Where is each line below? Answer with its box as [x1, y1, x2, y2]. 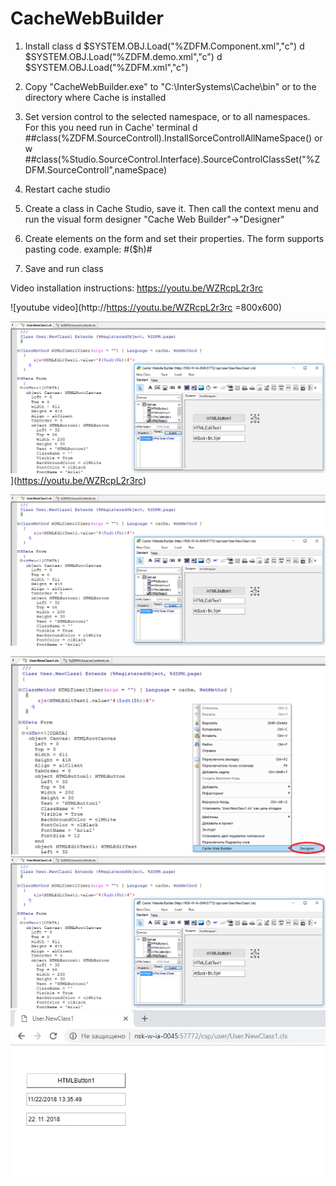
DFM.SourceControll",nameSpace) [24, 163, 168, 176]
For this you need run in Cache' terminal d [24, 121, 198, 133]
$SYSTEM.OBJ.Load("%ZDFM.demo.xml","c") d [24, 50, 223, 62]
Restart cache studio [24, 183, 111, 195]
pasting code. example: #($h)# [24, 243, 153, 255]
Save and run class [24, 262, 104, 274]
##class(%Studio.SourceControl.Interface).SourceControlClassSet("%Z [24, 153, 321, 165]
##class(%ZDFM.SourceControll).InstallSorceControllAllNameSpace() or [24, 132, 323, 144]
